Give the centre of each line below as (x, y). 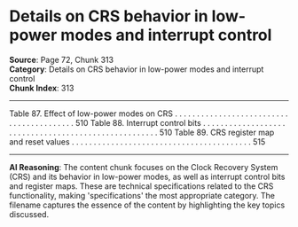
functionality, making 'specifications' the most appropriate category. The (142, 195)
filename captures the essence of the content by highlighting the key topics (147, 205)
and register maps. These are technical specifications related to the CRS (141, 186)
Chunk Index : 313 (42, 88)
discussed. (29, 214)
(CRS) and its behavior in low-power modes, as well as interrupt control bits (147, 176)
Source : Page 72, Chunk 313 (61, 59)
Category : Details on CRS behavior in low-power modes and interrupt (137, 69)
